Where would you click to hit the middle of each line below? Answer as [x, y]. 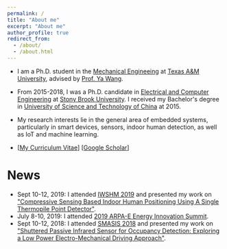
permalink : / [26, 13]
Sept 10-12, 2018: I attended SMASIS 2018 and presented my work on [115, 223]
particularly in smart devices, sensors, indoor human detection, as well [117, 127]
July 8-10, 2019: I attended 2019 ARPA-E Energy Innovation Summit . [113, 216]
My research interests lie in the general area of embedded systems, [112, 119]
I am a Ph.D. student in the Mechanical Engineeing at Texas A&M [108, 71]
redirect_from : [29, 39]
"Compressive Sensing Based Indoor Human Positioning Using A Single [118, 201]
